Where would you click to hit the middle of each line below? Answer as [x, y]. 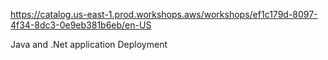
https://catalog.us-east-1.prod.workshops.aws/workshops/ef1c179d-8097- [164, 14]
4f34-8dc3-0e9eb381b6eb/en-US [81, 25]
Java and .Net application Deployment [89, 44]
